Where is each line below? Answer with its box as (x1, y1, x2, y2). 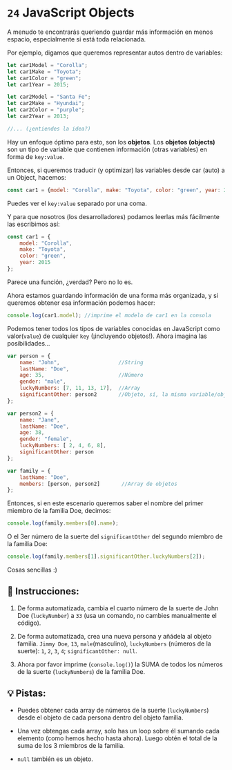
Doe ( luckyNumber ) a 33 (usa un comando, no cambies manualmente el (17, 611, 217, 619)
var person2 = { (7, 410, 54, 417)
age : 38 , (19, 429, 45, 436)
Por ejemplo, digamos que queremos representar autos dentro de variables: (7, 48, 223, 57)
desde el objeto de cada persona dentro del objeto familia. (17, 713, 184, 722)
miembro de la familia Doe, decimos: (7, 507, 111, 515)
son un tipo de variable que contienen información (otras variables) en (7, 145, 207, 153)
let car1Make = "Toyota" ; (7, 68, 81, 75)
